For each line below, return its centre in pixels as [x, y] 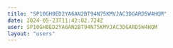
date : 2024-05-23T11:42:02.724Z [55, 20]
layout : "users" [31, 34]
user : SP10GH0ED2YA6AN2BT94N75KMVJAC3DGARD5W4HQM [83, 27]
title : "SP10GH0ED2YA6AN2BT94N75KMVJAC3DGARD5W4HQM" [87, 14]
